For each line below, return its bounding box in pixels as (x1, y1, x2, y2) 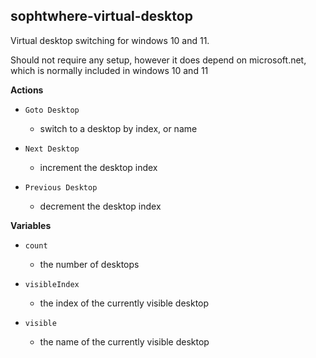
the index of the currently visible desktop (39, 297, 210, 309)
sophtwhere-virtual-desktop (10, 8, 193, 25)
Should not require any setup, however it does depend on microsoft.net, (10, 54, 307, 66)
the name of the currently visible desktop (39, 335, 210, 348)
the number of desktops (39, 258, 140, 270)
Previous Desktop (24, 182, 98, 193)
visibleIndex (24, 279, 80, 289)
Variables (10, 219, 52, 231)
